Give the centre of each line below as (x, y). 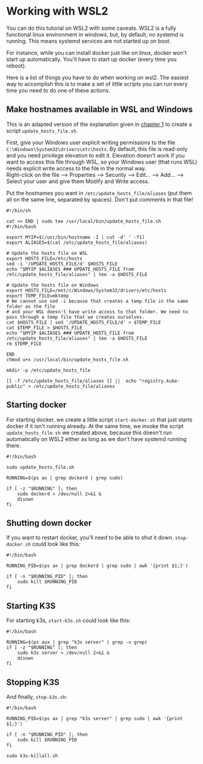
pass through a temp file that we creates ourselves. (76, 317)
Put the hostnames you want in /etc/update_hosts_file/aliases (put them (99, 193)
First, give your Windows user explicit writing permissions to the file (91, 142)
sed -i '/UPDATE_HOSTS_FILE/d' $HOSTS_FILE (62, 264)
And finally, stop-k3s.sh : (37, 697)
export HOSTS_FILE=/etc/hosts (45, 259)
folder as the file (31, 306)
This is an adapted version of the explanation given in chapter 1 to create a (99, 124)
